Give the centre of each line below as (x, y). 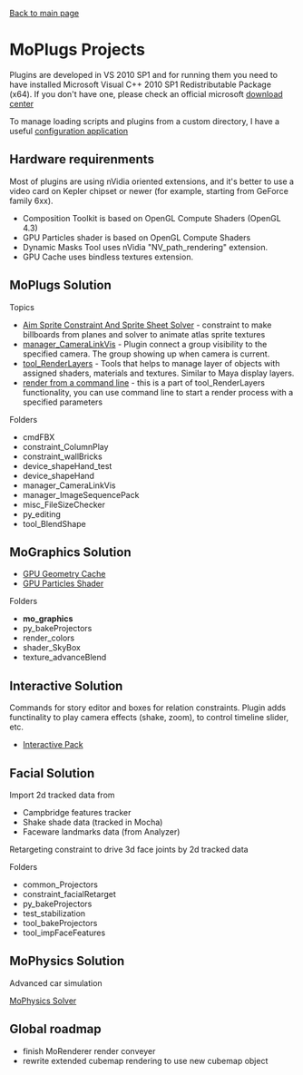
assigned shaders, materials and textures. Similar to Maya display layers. (158, 373)
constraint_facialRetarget (69, 894)
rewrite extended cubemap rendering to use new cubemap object (145, 1060)
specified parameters (62, 402)
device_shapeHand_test (67, 465)
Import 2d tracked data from (62, 795)
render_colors (49, 638)
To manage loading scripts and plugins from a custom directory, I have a (144, 121)
